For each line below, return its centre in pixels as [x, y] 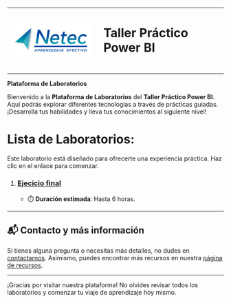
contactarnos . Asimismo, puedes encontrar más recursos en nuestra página [115, 258]
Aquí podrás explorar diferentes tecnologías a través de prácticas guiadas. [113, 104]
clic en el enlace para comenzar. [53, 165]
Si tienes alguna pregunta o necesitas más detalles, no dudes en [99, 250]
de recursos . [25, 265]
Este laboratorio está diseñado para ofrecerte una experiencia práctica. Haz [114, 158]
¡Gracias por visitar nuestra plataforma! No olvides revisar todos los [102, 285]
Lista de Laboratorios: [71, 139]
